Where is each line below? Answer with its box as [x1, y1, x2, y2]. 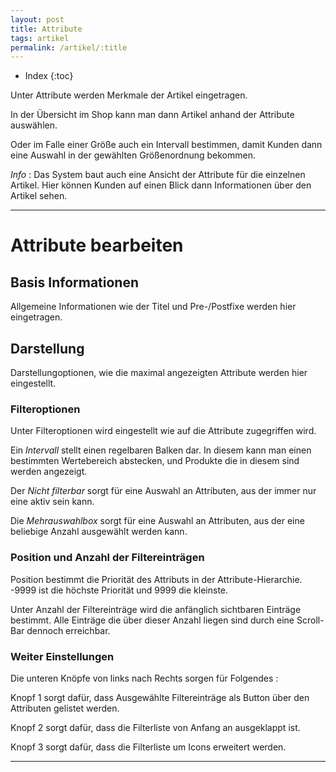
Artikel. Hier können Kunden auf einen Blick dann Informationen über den [10, 179, 312, 191]
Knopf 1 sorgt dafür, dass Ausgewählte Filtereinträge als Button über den [10, 691, 310, 703]
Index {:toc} [24, 70, 74, 82]
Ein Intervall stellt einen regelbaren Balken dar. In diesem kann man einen [10, 444, 312, 456]
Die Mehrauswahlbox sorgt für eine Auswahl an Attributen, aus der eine [10, 515, 305, 527]
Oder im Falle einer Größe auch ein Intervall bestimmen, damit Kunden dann [10, 139, 323, 151]
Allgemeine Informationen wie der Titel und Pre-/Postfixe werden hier [10, 301, 297, 313]
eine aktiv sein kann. [10, 496, 95, 508]
